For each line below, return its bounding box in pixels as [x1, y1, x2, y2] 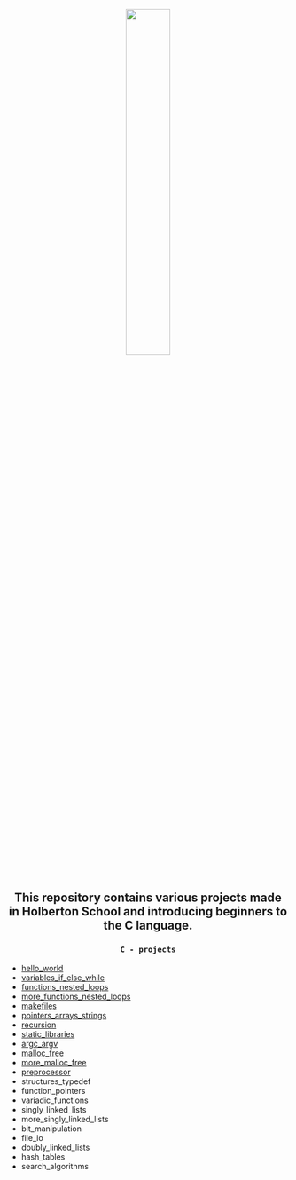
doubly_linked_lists [20, 1142, 90, 1152]
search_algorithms [20, 1160, 90, 1171]
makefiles [20, 1000, 57, 1011]
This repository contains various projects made [14, 891, 282, 906]
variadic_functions [20, 1095, 90, 1105]
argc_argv [20, 1038, 58, 1049]
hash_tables [20, 1151, 66, 1162]
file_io [20, 1132, 43, 1143]
